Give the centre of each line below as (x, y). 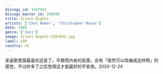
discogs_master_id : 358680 (32, 14)
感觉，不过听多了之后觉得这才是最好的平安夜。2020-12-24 (64, 66)
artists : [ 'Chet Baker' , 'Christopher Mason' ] (53, 23)
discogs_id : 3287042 (26, 9)
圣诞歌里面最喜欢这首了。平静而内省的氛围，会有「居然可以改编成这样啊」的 (82, 60)
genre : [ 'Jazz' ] (21, 32)
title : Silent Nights (27, 18)
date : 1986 (16, 28)
